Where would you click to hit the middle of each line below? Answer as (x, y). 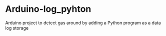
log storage (17, 28)
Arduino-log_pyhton (48, 9)
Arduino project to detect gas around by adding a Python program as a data (83, 23)
